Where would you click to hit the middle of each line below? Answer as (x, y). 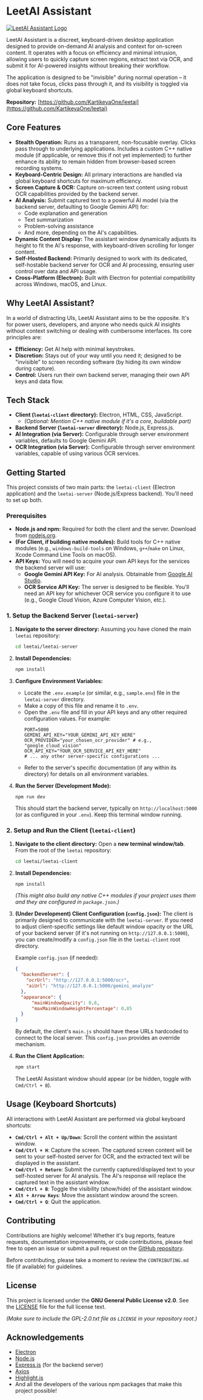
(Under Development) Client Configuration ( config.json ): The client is (104, 914)
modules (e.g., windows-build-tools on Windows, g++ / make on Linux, (100, 548)
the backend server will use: (50, 568)
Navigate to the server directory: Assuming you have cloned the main (103, 629)
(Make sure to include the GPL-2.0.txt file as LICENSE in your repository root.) (102, 1318)
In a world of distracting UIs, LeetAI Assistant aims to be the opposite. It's (98, 318)
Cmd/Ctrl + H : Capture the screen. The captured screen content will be (104, 1150)
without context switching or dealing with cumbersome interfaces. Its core (99, 331)
